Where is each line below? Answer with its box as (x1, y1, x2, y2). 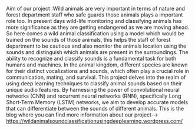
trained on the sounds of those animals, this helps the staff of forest (6, 36, 171, 43)
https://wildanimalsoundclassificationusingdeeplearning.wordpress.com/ (6, 118, 183, 124)
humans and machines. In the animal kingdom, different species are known (6, 61, 188, 68)
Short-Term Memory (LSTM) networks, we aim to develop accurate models (6, 99, 189, 105)
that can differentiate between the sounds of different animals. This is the (6, 105, 184, 112)
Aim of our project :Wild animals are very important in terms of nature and (6, 5, 186, 12)
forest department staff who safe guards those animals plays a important (6, 11, 183, 18)
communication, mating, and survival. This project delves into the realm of (6, 74, 186, 81)
